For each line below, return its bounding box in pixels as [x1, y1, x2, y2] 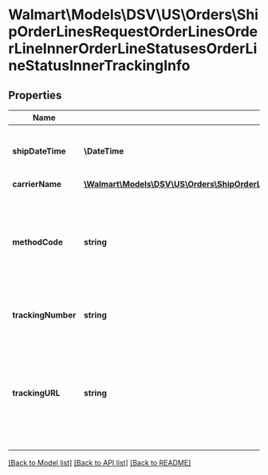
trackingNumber [12, 309, 77, 321]
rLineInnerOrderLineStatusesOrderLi [8, 40, 258, 58]
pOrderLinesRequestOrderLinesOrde [8, 22, 258, 41]
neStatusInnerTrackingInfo [8, 57, 191, 75]
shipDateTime [12, 146, 66, 157]
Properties [8, 88, 62, 102]
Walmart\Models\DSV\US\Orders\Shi [8, 6, 259, 24]
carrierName [12, 178, 62, 190]
